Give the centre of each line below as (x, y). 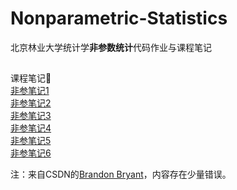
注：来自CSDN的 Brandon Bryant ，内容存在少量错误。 (121, 174)
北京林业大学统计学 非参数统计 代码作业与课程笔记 (111, 47)
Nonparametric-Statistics (119, 18)
